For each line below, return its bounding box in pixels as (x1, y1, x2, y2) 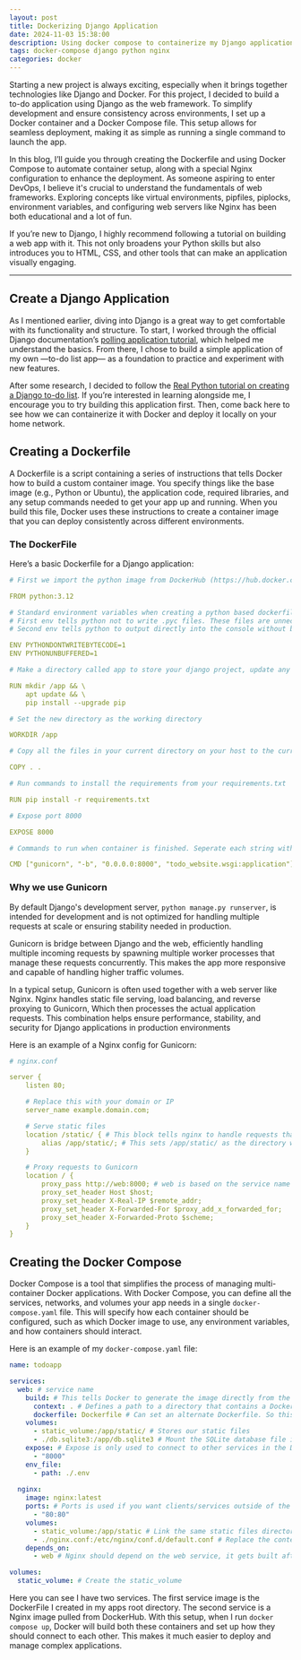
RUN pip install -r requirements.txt (9, 795, 150, 804)
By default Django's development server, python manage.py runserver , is (9, 902, 277, 912)
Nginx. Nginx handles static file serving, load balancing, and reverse (9, 993, 262, 1004)
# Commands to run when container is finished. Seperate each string (9, 843, 275, 852)
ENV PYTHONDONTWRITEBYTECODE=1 (9, 641, 126, 650)
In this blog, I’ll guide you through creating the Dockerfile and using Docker (9, 154, 287, 164)
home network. (9, 418, 65, 428)
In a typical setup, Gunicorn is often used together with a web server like (9, 983, 278, 995)
